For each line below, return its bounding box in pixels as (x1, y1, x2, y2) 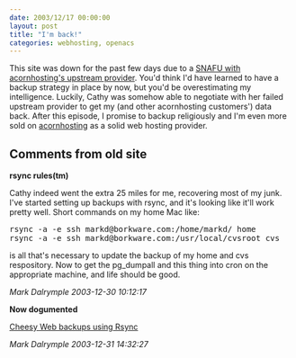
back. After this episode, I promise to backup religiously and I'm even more (9, 111, 288, 121)
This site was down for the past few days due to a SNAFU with (9, 63, 241, 74)
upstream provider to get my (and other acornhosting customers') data (9, 101, 273, 112)
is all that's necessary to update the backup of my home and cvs (9, 250, 249, 261)
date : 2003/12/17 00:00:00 (9, 13, 111, 22)
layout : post (9, 22, 58, 31)
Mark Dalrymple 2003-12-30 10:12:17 (9, 287, 147, 298)
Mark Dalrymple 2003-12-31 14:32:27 (9, 339, 148, 350)
